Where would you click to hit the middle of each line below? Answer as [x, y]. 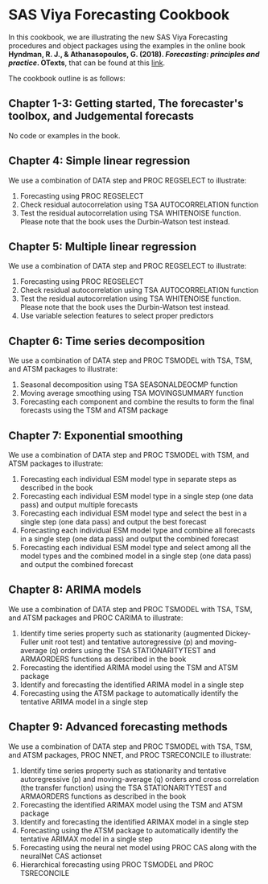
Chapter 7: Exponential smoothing [96, 436]
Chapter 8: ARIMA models [75, 590]
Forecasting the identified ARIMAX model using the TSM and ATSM [131, 804]
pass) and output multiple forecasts [79, 505]
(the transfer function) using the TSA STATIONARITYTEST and [124, 787]
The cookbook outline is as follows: [67, 78]
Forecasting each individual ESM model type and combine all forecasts [138, 530]
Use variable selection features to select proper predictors [117, 316]
